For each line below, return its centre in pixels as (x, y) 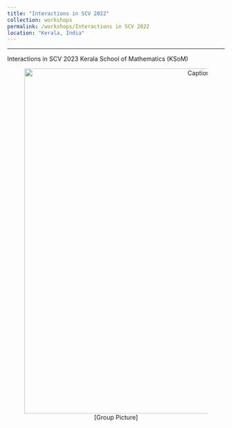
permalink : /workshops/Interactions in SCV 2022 (78, 26)
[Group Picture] (116, 418)
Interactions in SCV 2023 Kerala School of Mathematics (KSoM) (98, 59)
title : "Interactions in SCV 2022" (58, 13)
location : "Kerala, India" (46, 33)
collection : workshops (40, 20)
